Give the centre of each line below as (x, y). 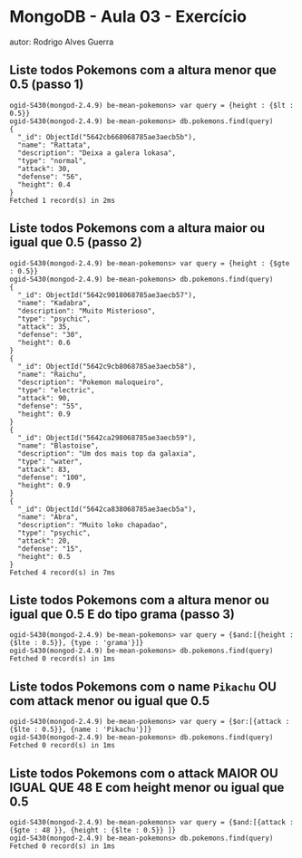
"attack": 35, (44, 327)
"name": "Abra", (48, 517)
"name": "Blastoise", (58, 446)
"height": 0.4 (44, 184)
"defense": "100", (53, 477)
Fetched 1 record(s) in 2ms (63, 200)
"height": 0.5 (44, 556)
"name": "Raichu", (53, 374)
